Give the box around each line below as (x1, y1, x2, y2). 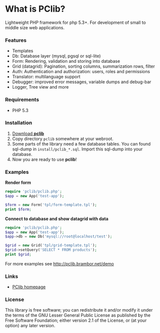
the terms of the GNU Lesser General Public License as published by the (5, 313, 151, 318)
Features (5, 37, 27, 43)
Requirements (5, 96, 40, 103)
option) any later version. (5, 323, 55, 329)
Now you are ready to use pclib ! (12, 156, 77, 162)
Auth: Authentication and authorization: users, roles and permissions (12, 69, 150, 74)
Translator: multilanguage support (12, 74, 80, 80)
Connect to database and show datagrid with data (5, 216, 109, 222)
